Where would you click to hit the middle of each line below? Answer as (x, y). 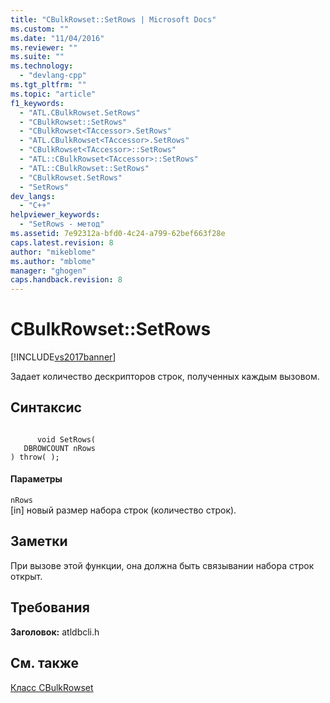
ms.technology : (42, 66)
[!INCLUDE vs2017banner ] (63, 357)
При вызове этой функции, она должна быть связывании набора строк (162, 565)
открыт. (26, 576)
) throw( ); (35, 457)
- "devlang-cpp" (53, 76)
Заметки (39, 541)
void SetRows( (66, 439)
